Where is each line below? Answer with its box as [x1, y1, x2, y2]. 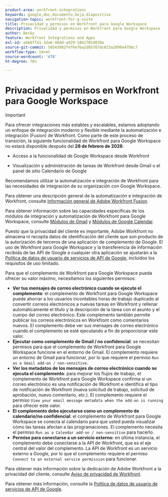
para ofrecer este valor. [12, 403, 61, 409]
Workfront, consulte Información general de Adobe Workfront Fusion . [5, 198, 149, 204]
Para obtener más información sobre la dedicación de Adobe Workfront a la [5, 466, 161, 472]
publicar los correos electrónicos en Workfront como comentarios [12, 317, 149, 323]
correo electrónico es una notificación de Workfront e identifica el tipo [12, 381, 158, 387]
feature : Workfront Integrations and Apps [5, 36, 95, 41]
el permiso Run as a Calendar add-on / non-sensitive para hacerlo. [12, 429, 154, 435]
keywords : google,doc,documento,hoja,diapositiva [5, 12, 111, 17]
